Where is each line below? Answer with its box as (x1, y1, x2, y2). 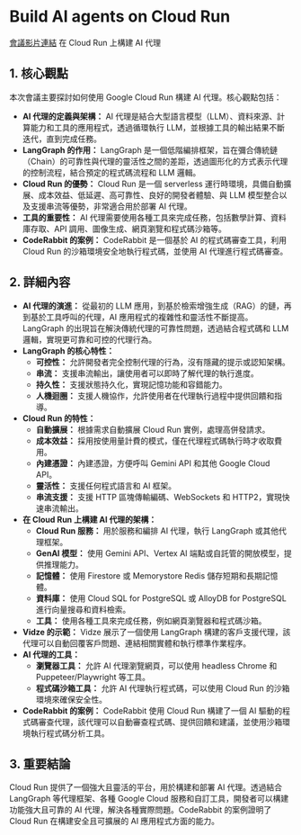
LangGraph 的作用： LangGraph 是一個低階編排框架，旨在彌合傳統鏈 (22, 144, 279, 155)
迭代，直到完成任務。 (22, 133, 102, 144)
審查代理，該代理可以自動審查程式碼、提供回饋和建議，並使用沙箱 (38, 716, 283, 727)
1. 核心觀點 (9, 66, 69, 82)
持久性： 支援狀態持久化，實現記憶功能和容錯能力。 (35, 379, 227, 390)
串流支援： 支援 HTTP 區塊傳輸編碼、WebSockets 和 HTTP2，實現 (35, 491, 283, 502)
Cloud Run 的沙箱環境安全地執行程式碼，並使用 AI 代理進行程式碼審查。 (22, 246, 288, 256)
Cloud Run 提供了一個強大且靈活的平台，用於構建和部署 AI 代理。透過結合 (9, 782, 283, 793)
